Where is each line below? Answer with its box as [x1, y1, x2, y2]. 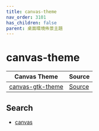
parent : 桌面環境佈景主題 [6, 25, 63, 32]
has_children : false [6, 20, 58, 26]
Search [6, 102, 34, 113]
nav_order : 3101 [6, 14, 46, 20]
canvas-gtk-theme [9, 83, 63, 91]
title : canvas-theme [6, 8, 58, 15]
